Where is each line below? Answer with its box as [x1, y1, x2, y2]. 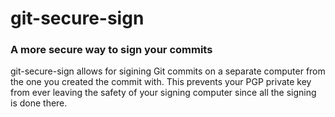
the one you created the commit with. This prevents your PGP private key [10, 76, 312, 88]
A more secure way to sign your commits [10, 43, 213, 57]
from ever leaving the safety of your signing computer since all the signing [10, 87, 317, 99]
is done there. [10, 97, 68, 109]
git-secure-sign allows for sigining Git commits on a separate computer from [10, 65, 326, 77]
